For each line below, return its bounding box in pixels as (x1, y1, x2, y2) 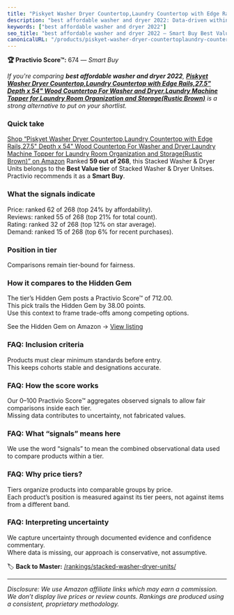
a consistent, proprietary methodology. (7, 600, 120, 608)
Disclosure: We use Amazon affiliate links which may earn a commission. (7, 584, 218, 593)
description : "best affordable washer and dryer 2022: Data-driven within (7, 17, 229, 24)
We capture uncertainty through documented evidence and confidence (7, 533, 212, 542)
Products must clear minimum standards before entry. (7, 355, 162, 364)
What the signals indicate (7, 189, 95, 199)
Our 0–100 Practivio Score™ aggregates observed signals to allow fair (7, 396, 206, 405)
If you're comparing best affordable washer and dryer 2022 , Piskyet (7, 72, 209, 80)
